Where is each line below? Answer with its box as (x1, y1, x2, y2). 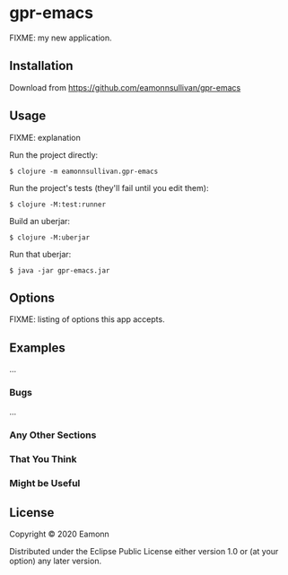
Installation (9, 58, 74, 74)
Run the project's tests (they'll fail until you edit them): (9, 182, 209, 193)
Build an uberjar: (9, 215, 70, 226)
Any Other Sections (9, 429, 97, 441)
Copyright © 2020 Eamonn (9, 528, 109, 540)
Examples (9, 340, 65, 355)
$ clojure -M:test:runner (9, 200, 106, 209)
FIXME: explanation (9, 132, 81, 143)
